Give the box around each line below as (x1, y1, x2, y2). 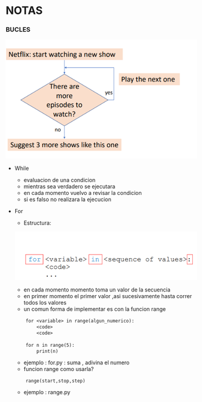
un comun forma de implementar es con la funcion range (23, 305, 166, 313)
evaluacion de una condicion (23, 177, 96, 184)
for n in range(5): (25, 342, 75, 349)
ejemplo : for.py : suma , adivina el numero (23, 359, 130, 366)
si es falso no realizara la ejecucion (23, 196, 112, 203)
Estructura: (23, 219, 52, 227)
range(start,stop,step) (25, 378, 86, 384)
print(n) (36, 349, 59, 355)
